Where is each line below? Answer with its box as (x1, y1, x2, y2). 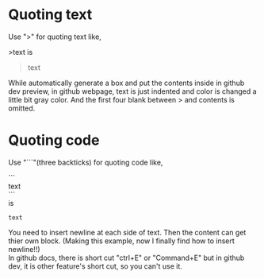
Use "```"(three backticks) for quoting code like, (8, 157, 163, 167)
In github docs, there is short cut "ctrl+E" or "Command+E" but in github (8, 253, 245, 262)
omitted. (8, 103, 36, 113)
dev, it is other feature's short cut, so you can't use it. (8, 261, 182, 271)
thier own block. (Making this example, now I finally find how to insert (8, 236, 235, 246)
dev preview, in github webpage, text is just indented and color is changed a (8, 86, 257, 96)
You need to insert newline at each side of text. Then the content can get (8, 227, 247, 237)
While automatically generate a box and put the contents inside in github (8, 78, 245, 87)
